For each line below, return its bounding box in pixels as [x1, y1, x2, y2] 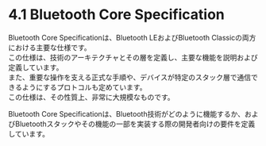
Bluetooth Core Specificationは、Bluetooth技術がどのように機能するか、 [8, 109, 245, 118]
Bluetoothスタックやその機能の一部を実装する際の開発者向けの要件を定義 [14, 119, 256, 129]
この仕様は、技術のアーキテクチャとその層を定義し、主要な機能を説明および [8, 52, 258, 62]
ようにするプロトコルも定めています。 [21, 82, 147, 92]
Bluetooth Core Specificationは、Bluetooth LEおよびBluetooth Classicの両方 [8, 33, 256, 42]
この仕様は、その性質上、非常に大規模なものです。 [8, 92, 175, 102]
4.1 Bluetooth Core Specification [8, 6, 225, 24]
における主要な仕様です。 [8, 42, 91, 52]
